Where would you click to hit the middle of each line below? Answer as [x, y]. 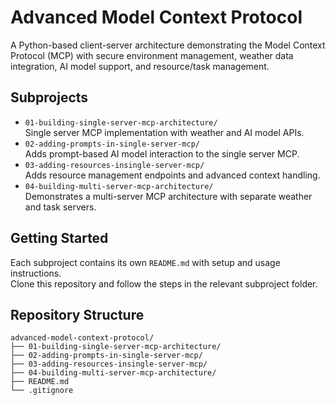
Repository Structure [77, 314]
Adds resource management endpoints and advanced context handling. [172, 175]
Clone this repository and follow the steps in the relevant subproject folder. [164, 283]
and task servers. [60, 207]
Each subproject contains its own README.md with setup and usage [145, 262]
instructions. [36, 273]
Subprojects [49, 97]
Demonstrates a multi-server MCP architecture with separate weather [168, 196]
